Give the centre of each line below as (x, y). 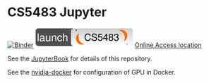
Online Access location (168, 45)
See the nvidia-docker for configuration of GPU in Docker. (91, 72)
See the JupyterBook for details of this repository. (80, 58)
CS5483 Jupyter (57, 12)
